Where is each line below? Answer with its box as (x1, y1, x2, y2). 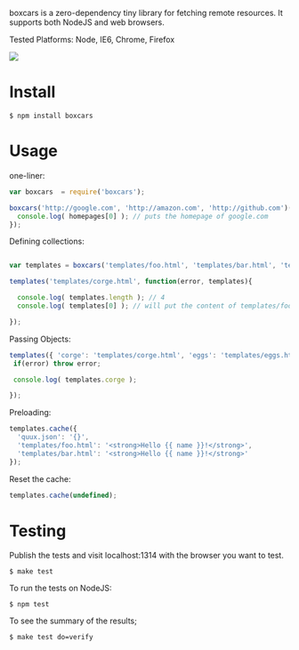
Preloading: (9, 407, 52, 418)
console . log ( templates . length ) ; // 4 (17, 293, 166, 302)
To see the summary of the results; (9, 615, 138, 626)
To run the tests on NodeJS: (9, 582, 113, 594)
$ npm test (9, 600, 50, 609)
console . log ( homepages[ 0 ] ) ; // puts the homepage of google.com (17, 212, 269, 221)
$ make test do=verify (9, 633, 93, 642)
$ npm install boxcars (9, 111, 93, 120)
